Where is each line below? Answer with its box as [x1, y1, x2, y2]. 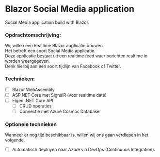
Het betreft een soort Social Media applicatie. [5, 48, 96, 54]
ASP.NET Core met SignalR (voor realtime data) [12, 92, 107, 98]
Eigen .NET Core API [12, 97, 53, 103]
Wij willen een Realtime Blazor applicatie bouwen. [5, 43, 104, 49]
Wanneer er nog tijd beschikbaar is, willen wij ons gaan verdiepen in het [5, 132, 149, 138]
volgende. [5, 137, 25, 143]
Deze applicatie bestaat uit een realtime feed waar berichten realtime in [5, 53, 148, 59]
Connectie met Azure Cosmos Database [19, 108, 100, 114]
